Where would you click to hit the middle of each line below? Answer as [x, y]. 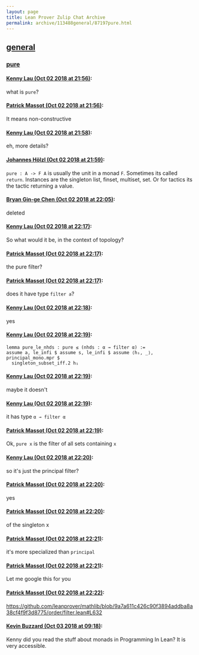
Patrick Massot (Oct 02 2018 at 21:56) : [55, 105]
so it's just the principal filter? [42, 470]
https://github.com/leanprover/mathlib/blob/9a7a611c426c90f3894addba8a [99, 606]
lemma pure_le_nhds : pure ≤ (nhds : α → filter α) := [76, 347]
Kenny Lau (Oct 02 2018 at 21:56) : [49, 79]
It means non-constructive [39, 119]
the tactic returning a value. [40, 186]
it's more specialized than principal [51, 552]
